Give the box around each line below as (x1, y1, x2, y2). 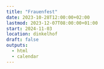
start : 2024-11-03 (6, 25, 52, 32)
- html (11, 48, 28, 54)
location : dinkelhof (6, 31, 58, 37)
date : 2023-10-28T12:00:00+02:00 (6, 14, 90, 20)
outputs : (6, 43, 28, 49)
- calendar (11, 53, 39, 59)
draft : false (6, 37, 39, 43)
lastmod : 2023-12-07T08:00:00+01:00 (6, 20, 98, 26)
